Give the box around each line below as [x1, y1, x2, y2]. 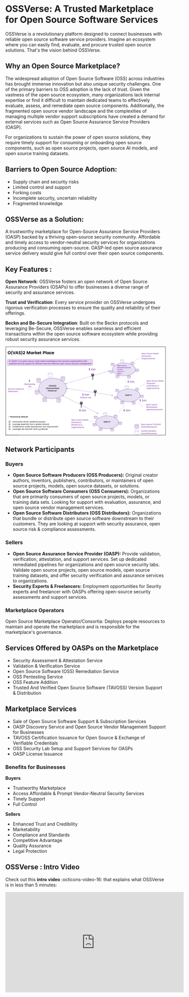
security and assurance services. [5, 289, 75, 296]
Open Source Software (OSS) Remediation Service [12, 668, 119, 674]
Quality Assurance [12, 842, 52, 849]
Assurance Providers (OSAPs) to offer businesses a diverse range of [5, 284, 149, 290]
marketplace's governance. [5, 629, 63, 635]
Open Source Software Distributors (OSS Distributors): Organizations [12, 510, 161, 516]
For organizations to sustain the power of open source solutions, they [5, 134, 151, 140]
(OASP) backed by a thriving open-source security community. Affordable [5, 234, 160, 240]
